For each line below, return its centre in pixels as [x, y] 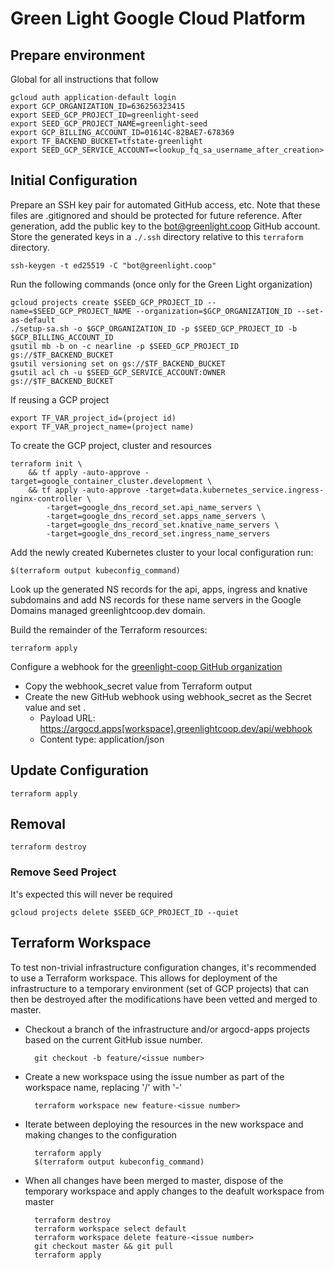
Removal [38, 824]
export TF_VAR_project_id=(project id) [93, 418]
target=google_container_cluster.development [106, 481]
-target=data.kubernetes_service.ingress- [234, 490]
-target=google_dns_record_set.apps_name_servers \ [156, 516]
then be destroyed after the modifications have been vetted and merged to [164, 999]
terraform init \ [46, 463]
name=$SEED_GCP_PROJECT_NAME [71, 311]
